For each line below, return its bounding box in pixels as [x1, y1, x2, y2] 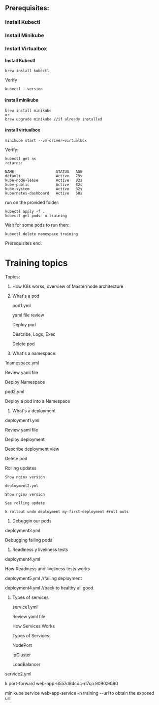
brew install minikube [5, 108, 52, 113]
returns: [5, 160, 23, 165]
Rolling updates [5, 465, 37, 471]
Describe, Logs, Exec [12, 331, 56, 337]
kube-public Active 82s [5, 182, 83, 187]
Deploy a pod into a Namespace [5, 398, 70, 404]
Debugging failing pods [5, 537, 53, 543]
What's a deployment [12, 407, 56, 414]
